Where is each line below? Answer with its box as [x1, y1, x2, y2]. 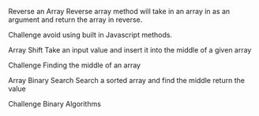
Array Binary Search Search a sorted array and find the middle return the [8, 76, 245, 85]
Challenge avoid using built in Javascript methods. [8, 31, 172, 39]
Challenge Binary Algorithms [8, 100, 101, 108]
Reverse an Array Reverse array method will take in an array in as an [8, 7, 231, 16]
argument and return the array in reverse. [8, 15, 143, 24]
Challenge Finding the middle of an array [8, 60, 141, 70]
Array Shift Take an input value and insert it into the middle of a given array [8, 45, 252, 54]
